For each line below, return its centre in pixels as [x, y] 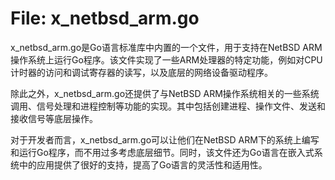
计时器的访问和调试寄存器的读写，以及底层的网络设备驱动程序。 [141, 72]
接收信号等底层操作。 [54, 118]
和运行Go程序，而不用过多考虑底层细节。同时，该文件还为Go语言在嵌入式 [162, 152]
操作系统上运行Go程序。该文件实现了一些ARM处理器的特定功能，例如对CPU [166, 59]
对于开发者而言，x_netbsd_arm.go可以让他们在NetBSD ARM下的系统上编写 [165, 139]
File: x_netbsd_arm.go [105, 18]
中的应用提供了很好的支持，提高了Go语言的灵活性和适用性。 [143, 164]
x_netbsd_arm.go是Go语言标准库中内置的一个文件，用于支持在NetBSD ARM [166, 47]
